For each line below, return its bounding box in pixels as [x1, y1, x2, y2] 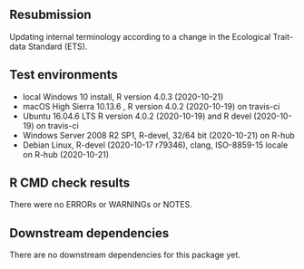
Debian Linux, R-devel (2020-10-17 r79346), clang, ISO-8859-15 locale [22, 139, 289, 150]
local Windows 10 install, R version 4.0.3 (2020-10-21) [22, 91, 224, 102]
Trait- [272, 31, 293, 42]
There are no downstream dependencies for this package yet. [9, 249, 240, 261]
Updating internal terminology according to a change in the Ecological [9, 31, 271, 42]
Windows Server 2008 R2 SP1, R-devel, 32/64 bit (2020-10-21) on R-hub [22, 130, 295, 140]
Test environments [9, 67, 118, 82]
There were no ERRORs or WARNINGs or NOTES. [9, 199, 193, 210]
